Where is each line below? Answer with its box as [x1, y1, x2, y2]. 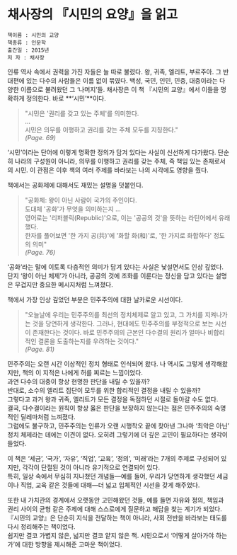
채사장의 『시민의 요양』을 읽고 [7, 6, 178, 23]
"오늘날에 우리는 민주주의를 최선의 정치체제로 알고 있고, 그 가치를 [24, 310, 204, 319]
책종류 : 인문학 [7, 39, 47, 46]
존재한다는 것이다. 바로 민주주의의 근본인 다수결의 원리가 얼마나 [32, 328, 207, 336]
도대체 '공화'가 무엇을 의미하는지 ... [24, 205, 122, 213]
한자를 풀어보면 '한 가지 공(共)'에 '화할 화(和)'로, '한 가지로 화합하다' [24, 231, 212, 239]
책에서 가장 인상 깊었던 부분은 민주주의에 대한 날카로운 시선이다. [7, 295, 183, 304]
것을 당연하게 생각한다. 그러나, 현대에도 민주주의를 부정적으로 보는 [32, 319, 214, 328]
